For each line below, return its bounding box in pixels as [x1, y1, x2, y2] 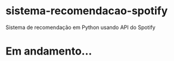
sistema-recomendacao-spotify [5, 4, 168, 18]
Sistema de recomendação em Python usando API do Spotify [5, 24, 156, 31]
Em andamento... [5, 44, 92, 58]
